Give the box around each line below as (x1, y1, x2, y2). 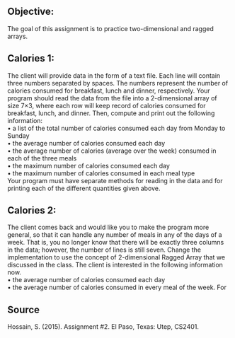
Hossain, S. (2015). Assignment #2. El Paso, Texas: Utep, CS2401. (7, 322, 200, 331)
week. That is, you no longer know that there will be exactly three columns (7, 238, 224, 247)
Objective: (7, 6, 55, 18)
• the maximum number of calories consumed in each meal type (7, 169, 195, 177)
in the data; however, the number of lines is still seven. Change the (7, 245, 202, 254)
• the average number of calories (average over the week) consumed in (7, 146, 217, 155)
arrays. (7, 32, 28, 40)
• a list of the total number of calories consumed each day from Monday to (7, 124, 226, 132)
